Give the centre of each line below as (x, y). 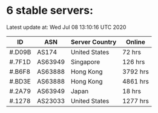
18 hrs (131, 91)
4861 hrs (136, 81)
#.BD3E (20, 81)
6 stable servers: (50, 11)
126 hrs (133, 62)
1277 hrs (136, 101)
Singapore (85, 62)
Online (136, 41)
